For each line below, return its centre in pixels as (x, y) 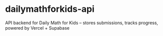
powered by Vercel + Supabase (37, 28)
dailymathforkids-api (50, 9)
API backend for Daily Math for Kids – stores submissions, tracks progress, (81, 23)
